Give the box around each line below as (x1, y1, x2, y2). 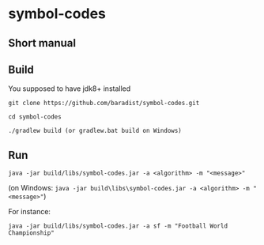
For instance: (8, 207, 51, 217)
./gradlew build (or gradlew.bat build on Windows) (8, 127, 182, 135)
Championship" (8, 229, 55, 237)
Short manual (8, 36, 77, 50)
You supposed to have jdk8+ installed (8, 84, 131, 93)
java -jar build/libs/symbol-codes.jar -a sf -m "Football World (8, 222, 228, 230)
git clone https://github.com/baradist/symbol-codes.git (8, 100, 200, 107)
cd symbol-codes (8, 113, 62, 121)
